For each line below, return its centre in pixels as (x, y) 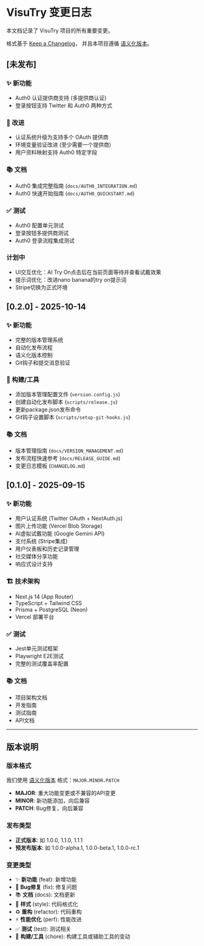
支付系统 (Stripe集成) (41, 541)
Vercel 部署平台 (35, 617)
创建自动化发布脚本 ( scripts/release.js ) (66, 402)
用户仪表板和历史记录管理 (47, 548)
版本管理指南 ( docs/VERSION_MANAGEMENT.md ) (69, 450)
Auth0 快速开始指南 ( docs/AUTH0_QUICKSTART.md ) (75, 194)
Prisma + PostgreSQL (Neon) (51, 610)
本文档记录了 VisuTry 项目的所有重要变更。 (60, 30)
